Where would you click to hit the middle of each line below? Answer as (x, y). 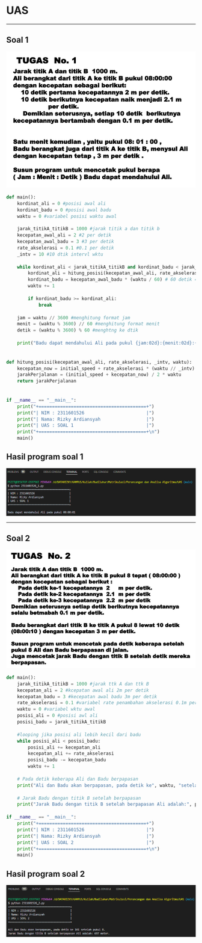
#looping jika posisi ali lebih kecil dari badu (79, 734)
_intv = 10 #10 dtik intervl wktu (60, 254)
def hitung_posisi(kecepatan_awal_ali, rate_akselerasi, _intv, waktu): (99, 362)
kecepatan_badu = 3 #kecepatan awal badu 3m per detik (87, 696)
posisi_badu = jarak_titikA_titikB (62, 722)
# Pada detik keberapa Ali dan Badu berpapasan (78, 779)
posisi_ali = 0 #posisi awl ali (57, 716)
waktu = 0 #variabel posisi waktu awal (67, 216)
